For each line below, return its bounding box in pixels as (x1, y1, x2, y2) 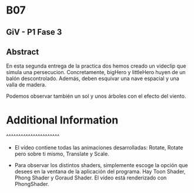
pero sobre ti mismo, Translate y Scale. (14, 151, 110, 158)
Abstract (6, 46, 39, 56)
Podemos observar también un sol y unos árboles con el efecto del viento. (6, 92, 186, 100)
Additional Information (6, 113, 119, 127)
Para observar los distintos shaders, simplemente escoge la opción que (14, 162, 188, 169)
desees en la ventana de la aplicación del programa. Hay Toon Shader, (14, 168, 186, 175)
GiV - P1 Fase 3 (6, 27, 62, 37)
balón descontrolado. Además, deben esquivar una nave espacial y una (6, 75, 179, 82)
